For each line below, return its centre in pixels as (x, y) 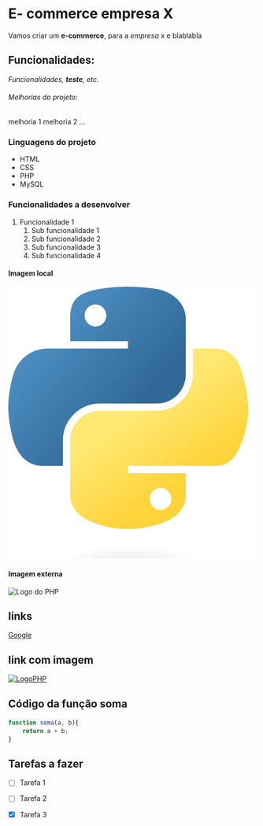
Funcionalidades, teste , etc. (54, 79)
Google (20, 635)
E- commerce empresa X (91, 14)
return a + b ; (45, 731)
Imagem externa (35, 574)
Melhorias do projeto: (43, 97)
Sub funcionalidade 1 (65, 230)
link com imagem (51, 659)
